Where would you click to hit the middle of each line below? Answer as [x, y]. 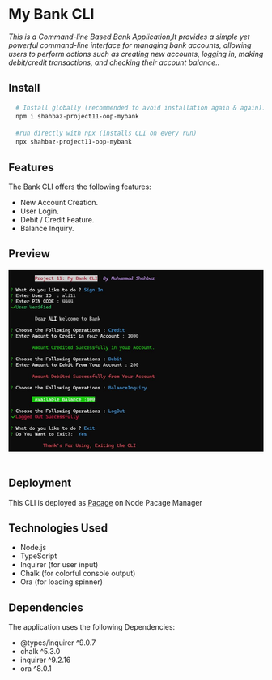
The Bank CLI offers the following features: [80, 187]
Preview [30, 254]
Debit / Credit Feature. [57, 219]
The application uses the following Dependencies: [92, 627]
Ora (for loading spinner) [62, 582]
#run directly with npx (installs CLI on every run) [106, 133]
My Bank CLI [51, 14]
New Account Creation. [59, 202]
